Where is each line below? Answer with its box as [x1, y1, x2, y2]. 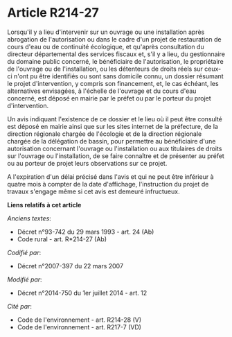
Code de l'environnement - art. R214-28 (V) [17, 316, 142, 324]
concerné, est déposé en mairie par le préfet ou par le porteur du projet [7, 94, 211, 102]
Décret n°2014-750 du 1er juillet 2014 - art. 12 [17, 288, 148, 297]
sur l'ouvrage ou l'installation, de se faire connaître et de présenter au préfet [7, 151, 225, 160]
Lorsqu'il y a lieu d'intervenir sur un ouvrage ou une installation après [7, 28, 205, 36]
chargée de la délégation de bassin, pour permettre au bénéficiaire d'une [7, 137, 216, 145]
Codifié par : [7, 248, 42, 257]
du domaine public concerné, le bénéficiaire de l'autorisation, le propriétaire [7, 57, 224, 65]
